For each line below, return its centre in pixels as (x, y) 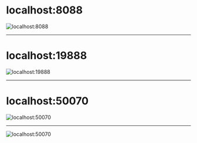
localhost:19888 (47, 56)
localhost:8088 (45, 10)
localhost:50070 (47, 101)
